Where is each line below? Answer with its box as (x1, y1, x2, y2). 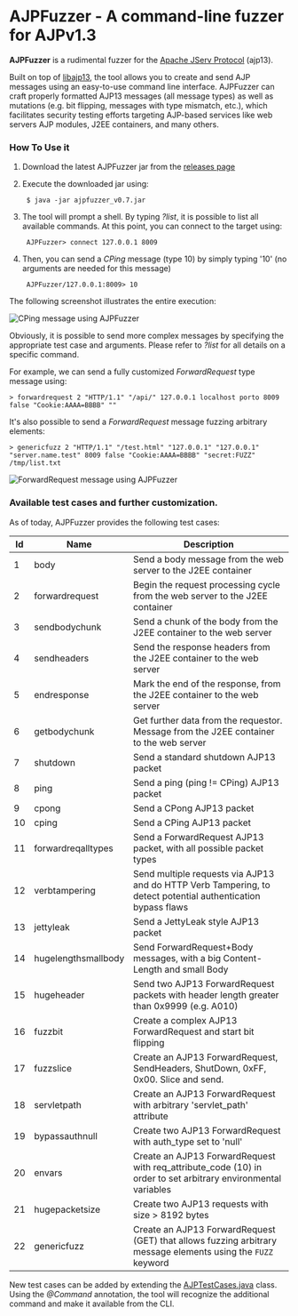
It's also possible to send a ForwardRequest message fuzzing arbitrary (9, 416, 268, 428)
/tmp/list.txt (9, 459, 62, 468)
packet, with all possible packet (132, 842, 264, 855)
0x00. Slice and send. (132, 1073, 224, 1086)
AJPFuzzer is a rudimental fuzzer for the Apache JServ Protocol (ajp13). (9, 54, 273, 65)
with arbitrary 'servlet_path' (132, 1098, 248, 1111)
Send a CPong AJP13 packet (132, 802, 255, 814)
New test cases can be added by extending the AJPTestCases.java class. (9, 1279, 278, 1290)
